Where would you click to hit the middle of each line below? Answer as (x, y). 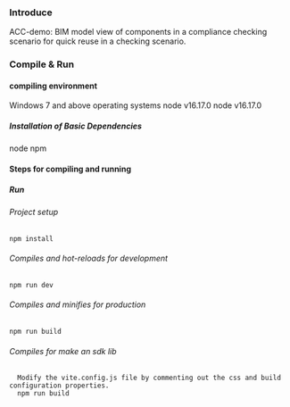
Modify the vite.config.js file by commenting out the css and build (149, 378)
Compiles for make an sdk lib (63, 351)
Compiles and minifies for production (78, 304)
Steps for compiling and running (70, 169)
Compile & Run (41, 64)
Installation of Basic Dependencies (76, 126)
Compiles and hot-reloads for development (88, 258)
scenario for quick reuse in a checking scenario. (98, 41)
